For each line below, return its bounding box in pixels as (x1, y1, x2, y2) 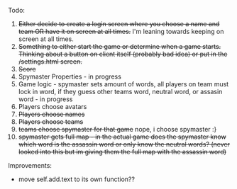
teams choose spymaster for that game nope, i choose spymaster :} (18, 125, 217, 133)
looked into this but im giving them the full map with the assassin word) (18, 148, 226, 156)
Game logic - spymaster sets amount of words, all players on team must (18, 80, 229, 88)
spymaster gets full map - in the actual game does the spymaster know (18, 132, 226, 141)
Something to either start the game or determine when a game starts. (18, 42, 221, 50)
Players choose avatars (18, 103, 87, 110)
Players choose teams (18, 118, 84, 126)
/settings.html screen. (18, 57, 82, 66)
